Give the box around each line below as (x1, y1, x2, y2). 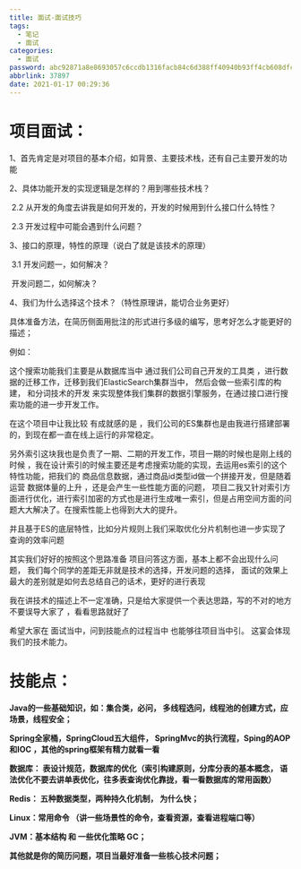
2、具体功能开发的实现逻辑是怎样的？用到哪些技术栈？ (9, 183, 211, 194)
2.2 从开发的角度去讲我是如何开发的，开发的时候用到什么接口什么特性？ (11, 202, 277, 212)
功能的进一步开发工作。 (16, 399, 104, 409)
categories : (9, 47, 54, 56)
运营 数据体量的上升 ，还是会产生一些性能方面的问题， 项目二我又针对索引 (9, 481, 283, 493)
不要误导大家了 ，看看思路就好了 (9, 606, 130, 616)
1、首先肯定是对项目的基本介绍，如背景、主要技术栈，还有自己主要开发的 (9, 152, 279, 163)
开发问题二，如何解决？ (11, 278, 99, 288)
